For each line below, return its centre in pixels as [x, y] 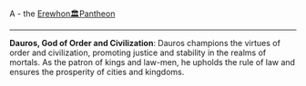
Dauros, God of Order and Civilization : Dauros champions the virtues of [145, 43]
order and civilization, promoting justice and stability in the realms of [138, 53]
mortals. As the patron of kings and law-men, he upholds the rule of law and [153, 62]
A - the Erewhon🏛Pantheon [62, 14]
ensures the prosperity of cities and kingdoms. [97, 72]
